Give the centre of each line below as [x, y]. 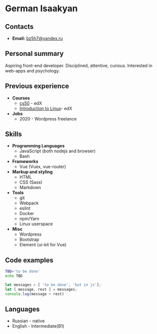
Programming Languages [38, 146]
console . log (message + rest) [35, 294]
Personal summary [34, 54]
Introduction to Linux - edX [46, 108]
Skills [13, 134]
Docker [27, 214]
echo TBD [14, 276]
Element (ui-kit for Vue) [43, 245]
